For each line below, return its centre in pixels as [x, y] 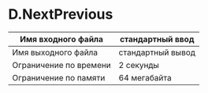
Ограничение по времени [62, 65]
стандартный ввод [157, 39]
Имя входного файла [61, 39]
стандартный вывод [157, 52]
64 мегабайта [145, 77]
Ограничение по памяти [59, 77]
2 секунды [139, 65]
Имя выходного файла [55, 52]
